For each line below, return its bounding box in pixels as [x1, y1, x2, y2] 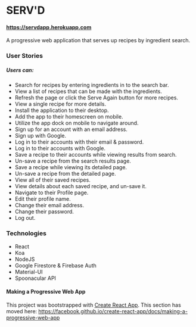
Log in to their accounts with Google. [14, 145, 106, 152]
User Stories [6, 52, 43, 60]
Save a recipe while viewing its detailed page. [14, 164, 127, 171]
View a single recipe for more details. [14, 101, 106, 108]
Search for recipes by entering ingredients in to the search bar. [14, 82, 169, 89]
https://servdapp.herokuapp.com [6, 23, 92, 30]
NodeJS [14, 256, 35, 263]
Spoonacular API [14, 275, 57, 282]
